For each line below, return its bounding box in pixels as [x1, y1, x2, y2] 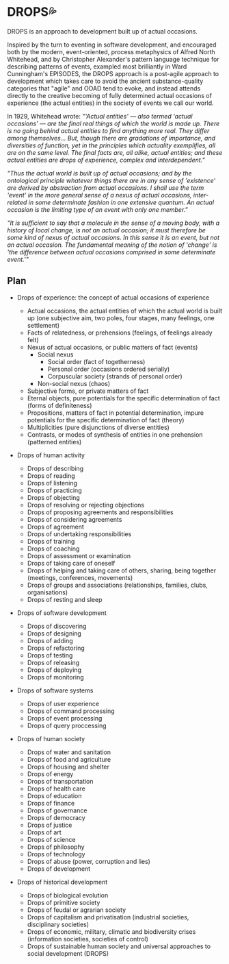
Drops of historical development [16, 878, 108, 886]
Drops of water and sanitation [27, 748, 111, 756]
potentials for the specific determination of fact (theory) [27, 415, 185, 424]
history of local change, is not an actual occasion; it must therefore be [7, 226, 206, 234]
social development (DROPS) [27, 949, 109, 957]
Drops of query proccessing [27, 721, 107, 730]
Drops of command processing [27, 707, 115, 715]
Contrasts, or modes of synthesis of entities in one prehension [27, 430, 203, 439]
